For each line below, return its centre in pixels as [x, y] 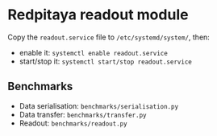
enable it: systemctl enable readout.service [94, 52]
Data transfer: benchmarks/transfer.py [83, 114]
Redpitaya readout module [98, 15]
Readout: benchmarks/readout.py [73, 123]
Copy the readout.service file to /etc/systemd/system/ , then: [109, 37]
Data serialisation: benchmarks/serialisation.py [99, 105]
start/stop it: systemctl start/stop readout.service [106, 61]
